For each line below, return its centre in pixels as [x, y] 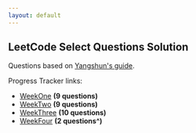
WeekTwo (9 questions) [58, 104]
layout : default [34, 15]
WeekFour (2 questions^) [61, 121]
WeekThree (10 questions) [63, 113]
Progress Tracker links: [45, 81]
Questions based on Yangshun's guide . [71, 66]
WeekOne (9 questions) [58, 96]
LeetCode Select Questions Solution [98, 47]
